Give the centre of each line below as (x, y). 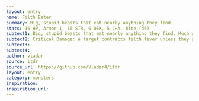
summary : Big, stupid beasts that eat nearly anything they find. (90, 23)
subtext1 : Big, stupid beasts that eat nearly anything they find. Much (98, 34)
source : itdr (22, 61)
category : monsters (30, 78)
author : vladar (25, 56)
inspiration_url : (28, 89)
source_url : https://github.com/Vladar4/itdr (63, 67)
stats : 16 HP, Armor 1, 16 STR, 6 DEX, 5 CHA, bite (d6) (78, 28)
